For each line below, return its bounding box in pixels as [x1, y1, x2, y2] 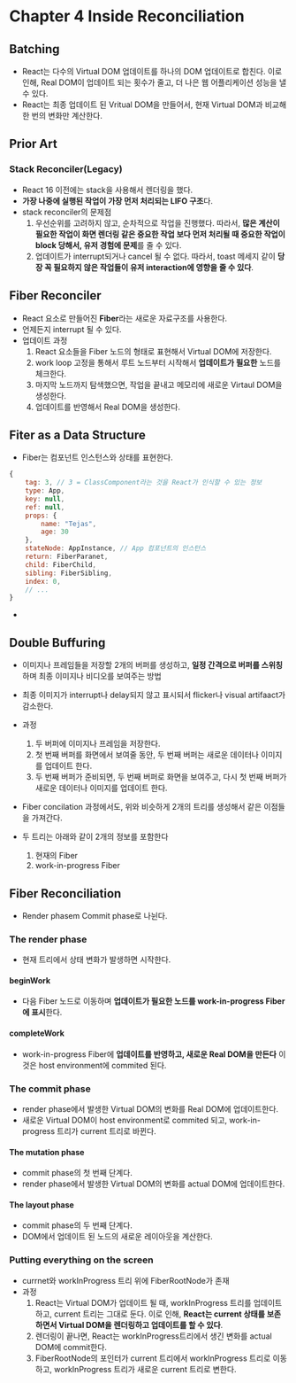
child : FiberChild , [25, 560, 97, 569]
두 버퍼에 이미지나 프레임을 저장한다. [34, 738, 161, 750]
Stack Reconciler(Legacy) [9, 163, 123, 175]
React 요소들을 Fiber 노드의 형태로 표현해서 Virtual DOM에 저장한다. [34, 346, 272, 356]
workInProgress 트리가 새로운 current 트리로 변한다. [54, 1364, 237, 1374]
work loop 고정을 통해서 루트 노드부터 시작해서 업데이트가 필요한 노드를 [34, 357, 281, 368]
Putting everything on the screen [9, 1254, 154, 1266]
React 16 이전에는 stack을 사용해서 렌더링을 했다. [21, 184, 194, 195]
